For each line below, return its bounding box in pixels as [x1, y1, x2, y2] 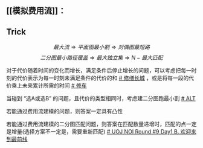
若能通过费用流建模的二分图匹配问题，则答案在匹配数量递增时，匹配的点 [6, 120, 186, 128]
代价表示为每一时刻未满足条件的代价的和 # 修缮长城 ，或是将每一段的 [16, 74, 189, 82]
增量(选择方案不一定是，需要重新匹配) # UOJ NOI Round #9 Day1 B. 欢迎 [11, 128, 192, 135]
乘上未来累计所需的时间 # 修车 [11, 82, 87, 89]
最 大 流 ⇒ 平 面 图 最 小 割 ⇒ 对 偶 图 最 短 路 [53, 43, 150, 51]
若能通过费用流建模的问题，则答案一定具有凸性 [6, 108, 123, 115]
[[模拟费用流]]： [6, 5, 66, 16]
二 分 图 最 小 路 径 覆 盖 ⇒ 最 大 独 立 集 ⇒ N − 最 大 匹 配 [40, 54, 163, 62]
